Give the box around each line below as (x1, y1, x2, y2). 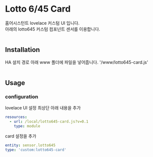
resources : (5, 115, 27, 120)
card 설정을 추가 (5, 133, 37, 139)
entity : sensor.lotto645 (5, 143, 56, 148)
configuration (5, 93, 39, 100)
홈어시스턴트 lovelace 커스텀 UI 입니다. (5, 20, 80, 26)
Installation (5, 46, 40, 54)
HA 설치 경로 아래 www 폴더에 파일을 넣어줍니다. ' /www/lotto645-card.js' (5, 59, 148, 65)
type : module (14, 124, 41, 129)
